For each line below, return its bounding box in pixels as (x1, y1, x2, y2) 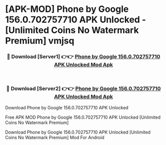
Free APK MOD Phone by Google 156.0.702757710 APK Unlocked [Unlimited (5, 114, 161, 120)
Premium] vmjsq (5, 35, 75, 47)
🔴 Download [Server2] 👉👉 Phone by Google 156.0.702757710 (6, 85, 161, 92)
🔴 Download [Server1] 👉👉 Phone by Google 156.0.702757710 (6, 53, 161, 60)
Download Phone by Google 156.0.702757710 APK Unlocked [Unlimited (5, 129, 151, 135)
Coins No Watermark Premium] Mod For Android (5, 134, 104, 140)
